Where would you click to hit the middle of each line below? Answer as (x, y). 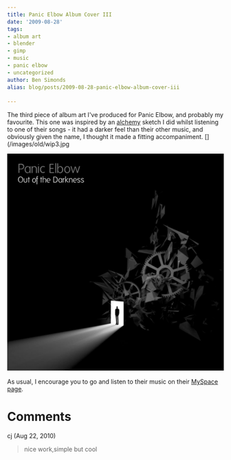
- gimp (16, 51)
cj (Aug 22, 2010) (32, 436)
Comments (39, 417)
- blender (21, 44)
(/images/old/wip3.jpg (38, 144)
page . (15, 389)
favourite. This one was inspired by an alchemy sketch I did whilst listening (113, 122)
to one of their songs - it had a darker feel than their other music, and (105, 129)
